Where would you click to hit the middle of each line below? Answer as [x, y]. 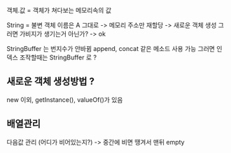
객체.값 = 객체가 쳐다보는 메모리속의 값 [59, 10]
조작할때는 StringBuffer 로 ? [58, 57]
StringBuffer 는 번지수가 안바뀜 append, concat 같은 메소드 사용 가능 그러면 [111, 49]
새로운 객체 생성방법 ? [51, 81]
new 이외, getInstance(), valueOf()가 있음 [65, 99]
